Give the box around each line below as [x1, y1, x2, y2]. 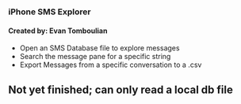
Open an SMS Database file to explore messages [19, 43, 180, 53]
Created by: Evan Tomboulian [8, 26, 108, 35]
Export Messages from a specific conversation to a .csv [19, 60, 202, 69]
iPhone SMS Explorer [8, 6, 91, 17]
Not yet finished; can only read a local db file [8, 83, 234, 96]
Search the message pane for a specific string [19, 52, 171, 61]
